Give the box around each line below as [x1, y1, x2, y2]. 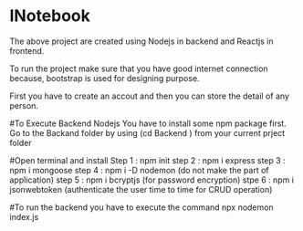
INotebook [9, 5, 91, 26]
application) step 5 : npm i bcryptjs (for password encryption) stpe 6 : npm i [9, 174, 295, 185]
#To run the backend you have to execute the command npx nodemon [9, 202, 274, 213]
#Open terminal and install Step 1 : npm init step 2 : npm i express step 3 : [9, 154, 286, 165]
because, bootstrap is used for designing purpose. [9, 72, 200, 83]
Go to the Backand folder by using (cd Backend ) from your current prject [9, 127, 286, 138]
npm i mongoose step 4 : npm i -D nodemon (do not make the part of [9, 164, 269, 175]
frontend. [9, 45, 45, 56]
